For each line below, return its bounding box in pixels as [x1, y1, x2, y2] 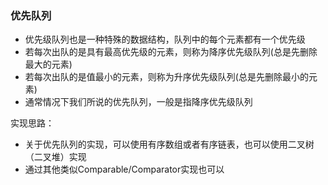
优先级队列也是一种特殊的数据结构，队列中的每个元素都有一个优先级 [24, 33, 306, 46]
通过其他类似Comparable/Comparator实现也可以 [24, 163, 225, 176]
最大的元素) [24, 58, 73, 71]
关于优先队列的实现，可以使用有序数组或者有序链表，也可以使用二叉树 [24, 138, 315, 151]
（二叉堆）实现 [24, 151, 87, 163]
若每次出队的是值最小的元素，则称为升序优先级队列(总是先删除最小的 [24, 71, 309, 83]
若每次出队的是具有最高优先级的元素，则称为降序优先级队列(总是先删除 [24, 46, 318, 58]
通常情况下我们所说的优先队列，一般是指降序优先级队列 [24, 96, 253, 108]
